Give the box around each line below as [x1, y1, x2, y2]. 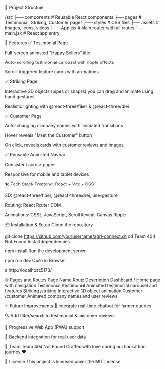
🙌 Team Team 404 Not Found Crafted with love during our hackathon [5, 344, 146, 349]
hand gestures [5, 94, 35, 99]
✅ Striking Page [5, 78, 38, 84]
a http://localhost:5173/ [5, 267, 52, 273]
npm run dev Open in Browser [5, 258, 66, 263]
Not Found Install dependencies [5, 239, 70, 244]
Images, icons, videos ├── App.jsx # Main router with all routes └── [5, 25, 145, 31]
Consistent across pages [5, 162, 56, 167]
